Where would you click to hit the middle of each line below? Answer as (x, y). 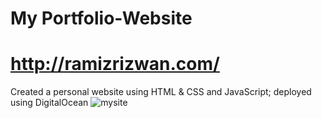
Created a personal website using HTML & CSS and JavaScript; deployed (161, 92)
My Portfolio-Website (101, 18)
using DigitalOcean (49, 103)
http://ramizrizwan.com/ (115, 64)
